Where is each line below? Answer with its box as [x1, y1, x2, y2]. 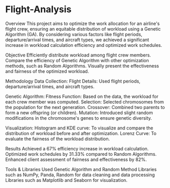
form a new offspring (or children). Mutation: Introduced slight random [5, 110, 153, 116]
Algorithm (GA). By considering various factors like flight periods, [5, 31, 142, 37]
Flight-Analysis [5, 4, 71, 15]
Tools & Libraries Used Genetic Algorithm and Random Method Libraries [5, 166, 157, 172]
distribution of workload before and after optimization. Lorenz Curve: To [5, 130, 157, 136]
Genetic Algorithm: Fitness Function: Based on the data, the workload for [5, 93, 159, 99]
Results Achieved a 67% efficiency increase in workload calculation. [5, 145, 149, 151]
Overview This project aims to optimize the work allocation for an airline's [5, 20, 160, 26]
